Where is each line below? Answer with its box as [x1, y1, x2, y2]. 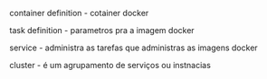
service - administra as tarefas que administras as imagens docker [9, 42, 258, 53]
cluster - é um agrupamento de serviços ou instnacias [9, 60, 211, 70]
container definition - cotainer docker [9, 8, 149, 18]
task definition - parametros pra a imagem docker [9, 25, 195, 35]
